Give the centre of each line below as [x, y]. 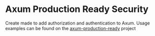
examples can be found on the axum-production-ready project [70, 28]
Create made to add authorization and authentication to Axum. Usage [78, 23]
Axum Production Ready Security [77, 9]
